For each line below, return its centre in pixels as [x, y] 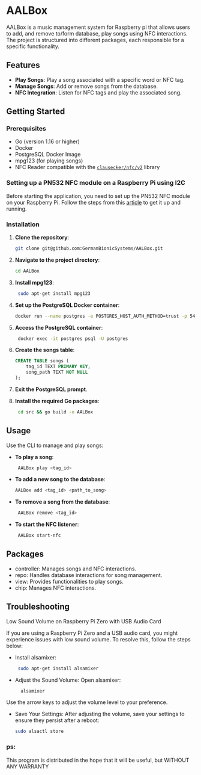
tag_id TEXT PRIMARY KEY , [58, 367]
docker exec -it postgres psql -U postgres [73, 338]
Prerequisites [26, 129]
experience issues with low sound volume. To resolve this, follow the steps [98, 639]
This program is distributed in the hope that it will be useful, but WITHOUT [98, 760]
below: [14, 646]
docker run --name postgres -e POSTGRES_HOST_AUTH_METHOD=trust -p [101, 316]
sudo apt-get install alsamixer [58, 668]
